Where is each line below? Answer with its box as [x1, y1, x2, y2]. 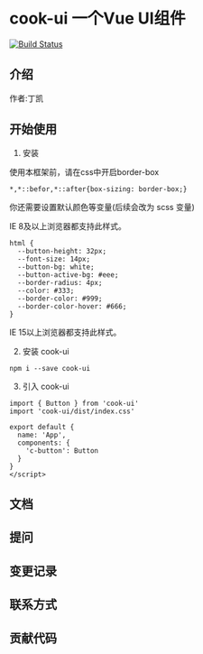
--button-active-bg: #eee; [17, 270, 119, 280]
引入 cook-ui [22, 381, 69, 391]
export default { [9, 422, 75, 431]
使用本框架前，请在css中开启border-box [9, 166, 160, 177]
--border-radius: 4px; [17, 278, 103, 287]
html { [9, 238, 34, 248]
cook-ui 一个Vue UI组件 [9, 8, 187, 29]
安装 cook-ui [22, 345, 69, 356]
